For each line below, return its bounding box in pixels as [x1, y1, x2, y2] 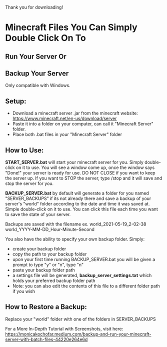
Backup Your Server [5, 69, 69, 77]
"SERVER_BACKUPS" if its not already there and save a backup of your [5, 195, 151, 201]
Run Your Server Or [5, 52, 66, 60]
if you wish [12, 288, 35, 294]
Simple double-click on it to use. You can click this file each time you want [5, 206, 158, 212]
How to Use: [5, 146, 44, 154]
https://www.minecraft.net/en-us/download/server [12, 115, 117, 121]
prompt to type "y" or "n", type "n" [12, 262, 84, 268]
